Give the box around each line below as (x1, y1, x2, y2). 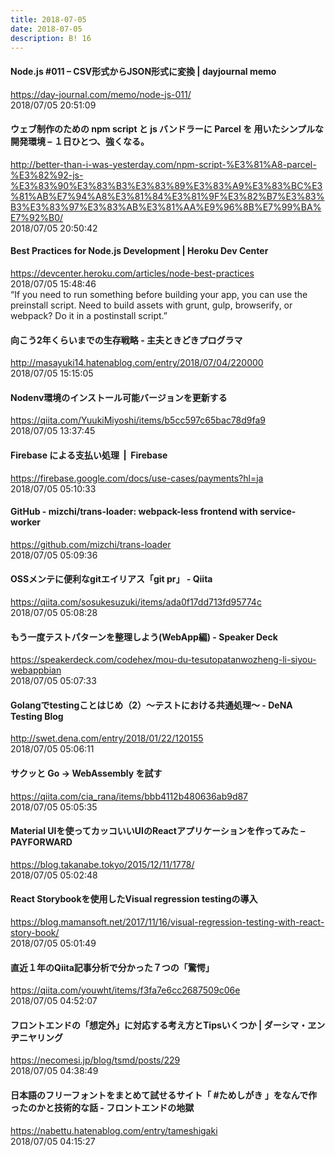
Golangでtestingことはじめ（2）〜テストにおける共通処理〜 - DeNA (10, 699, 293, 711)
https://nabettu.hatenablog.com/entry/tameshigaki (10, 1124, 218, 1136)
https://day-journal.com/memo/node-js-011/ (10, 88, 192, 100)
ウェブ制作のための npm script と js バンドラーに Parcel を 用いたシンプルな (10, 123, 325, 135)
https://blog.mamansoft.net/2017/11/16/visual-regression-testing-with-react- (10, 916, 325, 928)
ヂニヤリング (10, 1031, 63, 1043)
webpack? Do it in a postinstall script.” (10, 309, 168, 321)
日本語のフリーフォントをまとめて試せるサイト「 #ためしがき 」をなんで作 (10, 1089, 318, 1101)
